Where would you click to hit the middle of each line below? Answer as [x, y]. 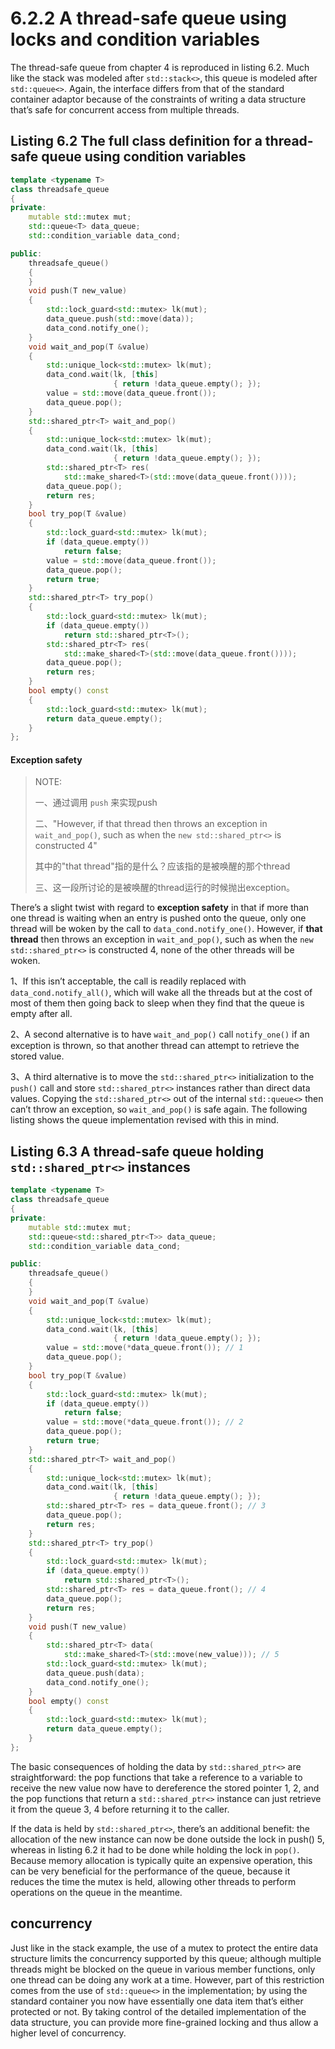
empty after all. [41, 1014]
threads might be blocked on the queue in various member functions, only [163, 1969]
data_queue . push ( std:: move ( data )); [120, 319]
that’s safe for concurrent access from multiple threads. [125, 109]
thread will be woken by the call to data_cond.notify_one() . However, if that [166, 929]
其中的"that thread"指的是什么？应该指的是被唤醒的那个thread [162, 866]
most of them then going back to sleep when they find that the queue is [157, 1003]
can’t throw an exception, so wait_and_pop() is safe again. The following [159, 1109]
